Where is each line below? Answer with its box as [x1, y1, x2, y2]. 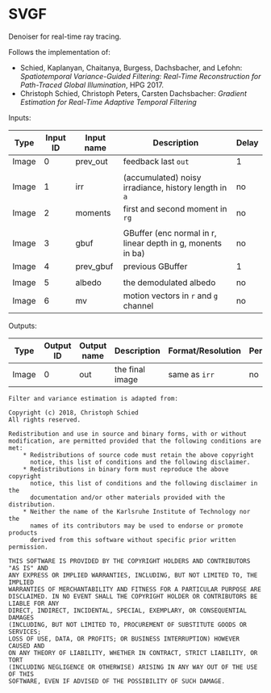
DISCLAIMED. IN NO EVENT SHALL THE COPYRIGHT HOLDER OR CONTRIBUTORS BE [8, 592, 258, 600]
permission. [8, 543, 48, 551]
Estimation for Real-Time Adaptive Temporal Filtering [19, 97, 198, 107]
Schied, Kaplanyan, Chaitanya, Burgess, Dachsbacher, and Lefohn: [19, 62, 243, 73]
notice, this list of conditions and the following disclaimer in [29, 479, 258, 487]
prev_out [75, 155, 108, 166]
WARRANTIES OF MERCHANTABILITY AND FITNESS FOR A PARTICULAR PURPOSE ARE [8, 585, 262, 594]
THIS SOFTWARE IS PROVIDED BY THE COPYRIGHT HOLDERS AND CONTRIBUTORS [8, 556, 251, 565]
